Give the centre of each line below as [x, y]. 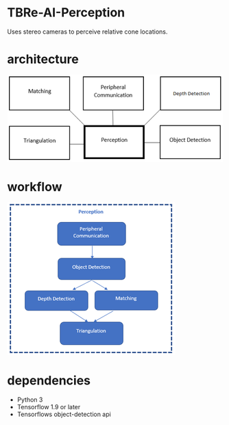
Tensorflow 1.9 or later [49, 406]
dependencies [49, 380]
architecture [43, 59]
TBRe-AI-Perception [66, 13]
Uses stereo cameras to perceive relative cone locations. [87, 32]
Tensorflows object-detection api [64, 414]
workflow [35, 187]
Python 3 [30, 400]
